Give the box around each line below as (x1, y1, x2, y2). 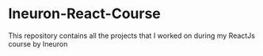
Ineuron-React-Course (8, 5, 161, 23)
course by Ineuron (8, 39, 68, 48)
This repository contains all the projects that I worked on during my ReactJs (8, 31, 256, 40)
